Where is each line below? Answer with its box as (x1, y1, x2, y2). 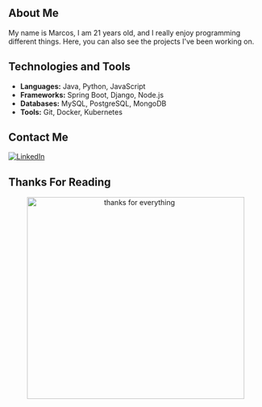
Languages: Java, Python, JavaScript (19, 81, 146, 91)
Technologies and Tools (8, 60, 131, 73)
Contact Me (8, 131, 69, 145)
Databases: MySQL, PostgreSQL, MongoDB (19, 99, 167, 108)
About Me (8, 6, 59, 20)
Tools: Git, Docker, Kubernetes (19, 107, 123, 116)
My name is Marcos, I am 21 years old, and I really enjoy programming (8, 27, 241, 37)
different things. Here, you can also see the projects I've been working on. (8, 36, 255, 46)
